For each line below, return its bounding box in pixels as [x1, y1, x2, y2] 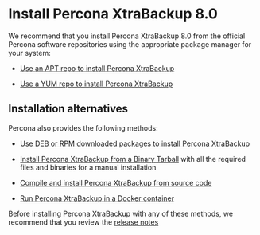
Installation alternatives [8, 102, 129, 116]
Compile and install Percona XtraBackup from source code [19, 178, 212, 187]
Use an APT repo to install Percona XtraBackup [19, 63, 175, 72]
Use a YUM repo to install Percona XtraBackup [19, 79, 173, 88]
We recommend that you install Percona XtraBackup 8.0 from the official [8, 31, 246, 41]
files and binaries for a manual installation [19, 163, 157, 172]
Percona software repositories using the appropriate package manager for [8, 39, 252, 49]
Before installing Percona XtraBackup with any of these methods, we [8, 209, 233, 218]
